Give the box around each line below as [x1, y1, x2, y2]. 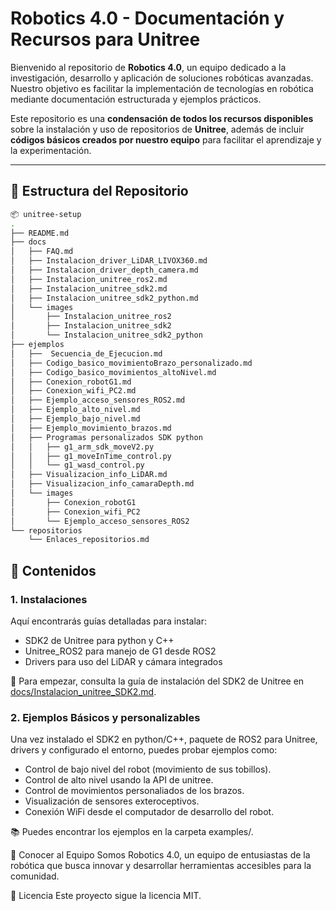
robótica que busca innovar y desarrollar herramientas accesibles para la [10, 860, 312, 872]
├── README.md [10, 228, 70, 238]
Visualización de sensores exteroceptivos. [24, 795, 200, 807]
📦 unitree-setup [10, 209, 82, 219]
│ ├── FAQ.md [10, 247, 74, 257]
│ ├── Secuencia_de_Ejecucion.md [10, 348, 163, 359]
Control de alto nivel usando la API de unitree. [24, 774, 214, 786]
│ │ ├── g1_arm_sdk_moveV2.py [10, 442, 155, 452]
